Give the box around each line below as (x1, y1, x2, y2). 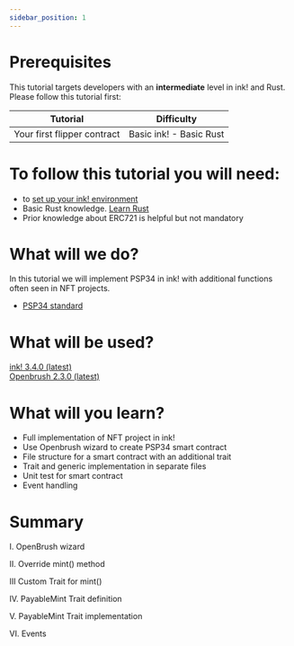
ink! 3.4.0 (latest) (9, 361, 72, 373)
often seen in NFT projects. (9, 283, 111, 294)
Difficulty (156, 112, 198, 125)
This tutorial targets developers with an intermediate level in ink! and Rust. (9, 82, 286, 93)
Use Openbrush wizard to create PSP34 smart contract (22, 442, 227, 453)
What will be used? (9, 332, 155, 352)
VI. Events (9, 628, 47, 639)
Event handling (22, 480, 78, 491)
